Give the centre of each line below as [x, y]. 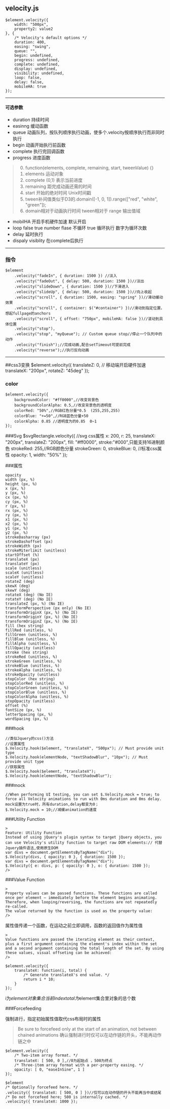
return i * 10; [39, 979]
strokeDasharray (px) [28, 537]
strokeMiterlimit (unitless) [36, 550]
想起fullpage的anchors [28, 313]
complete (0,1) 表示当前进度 [54, 180]
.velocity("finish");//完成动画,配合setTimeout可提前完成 [72, 345]
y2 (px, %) [17, 533]
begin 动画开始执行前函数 [39, 145]
